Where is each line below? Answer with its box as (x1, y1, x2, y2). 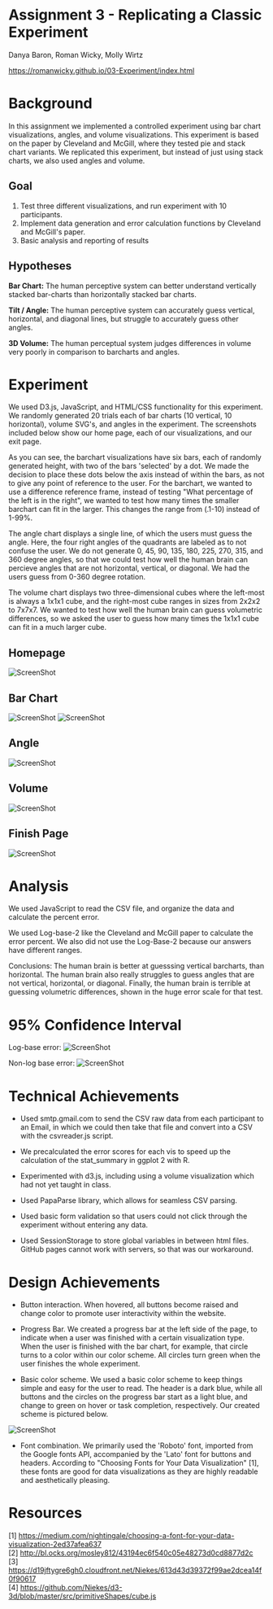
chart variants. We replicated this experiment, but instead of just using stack (8, 146, 264, 156)
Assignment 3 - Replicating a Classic (8, 6, 262, 24)
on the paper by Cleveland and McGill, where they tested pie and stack (8, 138, 246, 148)
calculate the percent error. (8, 912, 100, 922)
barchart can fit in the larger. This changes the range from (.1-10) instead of (8, 505, 260, 514)
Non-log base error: (8, 1058, 76, 1068)
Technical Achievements (8, 1087, 180, 1105)
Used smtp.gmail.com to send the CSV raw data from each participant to (19, 1113, 264, 1124)
